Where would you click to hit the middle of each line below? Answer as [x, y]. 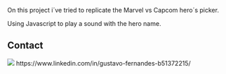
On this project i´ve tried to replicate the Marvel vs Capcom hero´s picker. [113, 10]
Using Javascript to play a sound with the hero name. [84, 23]
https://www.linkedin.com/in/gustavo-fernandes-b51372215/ [103, 63]
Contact [25, 46]
